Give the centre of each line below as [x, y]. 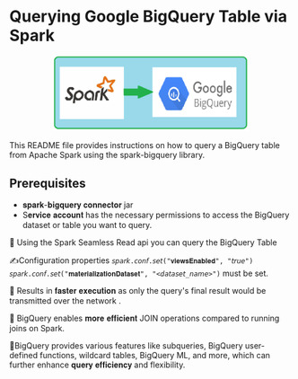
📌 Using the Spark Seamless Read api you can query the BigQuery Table [143, 242]
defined [24, 355]
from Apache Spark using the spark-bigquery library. [107, 155]
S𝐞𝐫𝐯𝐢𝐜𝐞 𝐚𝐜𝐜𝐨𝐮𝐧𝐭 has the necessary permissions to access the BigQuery [156, 215]
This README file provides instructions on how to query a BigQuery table [145, 145]
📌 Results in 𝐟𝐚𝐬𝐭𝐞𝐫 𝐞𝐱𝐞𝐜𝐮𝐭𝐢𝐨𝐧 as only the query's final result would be [138, 290]
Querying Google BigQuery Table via [148, 17]
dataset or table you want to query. [87, 225]
